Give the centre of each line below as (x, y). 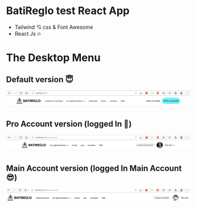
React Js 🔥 (28, 33)
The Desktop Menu (53, 58)
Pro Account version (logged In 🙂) (69, 124)
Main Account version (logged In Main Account (94, 168)
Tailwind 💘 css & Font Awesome (54, 27)
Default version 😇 (40, 80)
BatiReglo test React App (68, 11)
